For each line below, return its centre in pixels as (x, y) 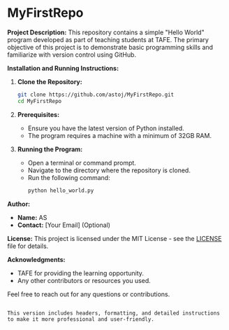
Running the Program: (50, 149)
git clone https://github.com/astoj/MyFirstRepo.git (96, 95)
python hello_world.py (61, 191)
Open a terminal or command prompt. (82, 163)
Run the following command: (69, 177)
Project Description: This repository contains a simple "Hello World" (106, 32)
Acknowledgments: (36, 259)
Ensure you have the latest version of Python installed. (106, 128)
